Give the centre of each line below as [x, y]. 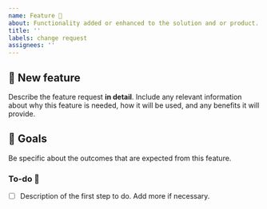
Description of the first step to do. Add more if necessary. [115, 196]
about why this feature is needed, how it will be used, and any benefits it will [134, 105]
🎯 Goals [28, 139]
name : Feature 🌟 [35, 16]
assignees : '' [32, 45]
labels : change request [48, 38]
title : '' [25, 30]
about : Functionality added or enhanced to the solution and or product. [134, 23]
